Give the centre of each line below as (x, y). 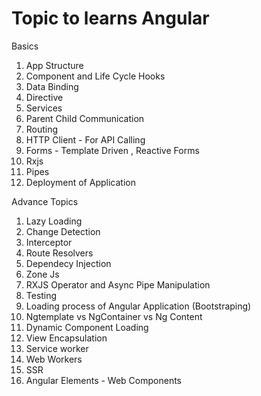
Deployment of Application (80, 182)
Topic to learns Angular (110, 18)
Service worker (57, 348)
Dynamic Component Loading (87, 327)
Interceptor (49, 242)
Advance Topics (45, 201)
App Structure (54, 65)
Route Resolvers (59, 253)
